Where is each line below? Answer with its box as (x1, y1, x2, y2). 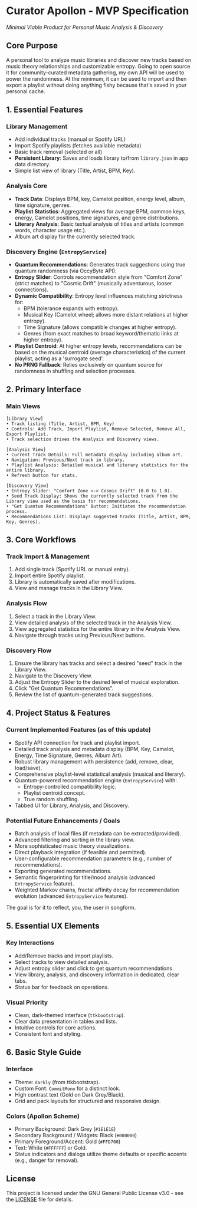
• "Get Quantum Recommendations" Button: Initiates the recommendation (6, 503, 186, 509)
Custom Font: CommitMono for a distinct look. (14, 1085, 121, 1092)
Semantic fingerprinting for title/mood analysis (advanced (14, 874, 155, 881)
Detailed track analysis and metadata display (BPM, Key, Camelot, (14, 745, 175, 752)
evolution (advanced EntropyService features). (14, 892, 128, 900)
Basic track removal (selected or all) (14, 149, 103, 156)
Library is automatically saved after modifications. (14, 578, 136, 585)
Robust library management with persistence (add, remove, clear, (14, 758, 174, 765)
